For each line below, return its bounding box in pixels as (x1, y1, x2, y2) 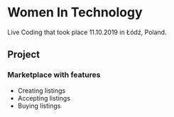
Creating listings (17, 86, 66, 95)
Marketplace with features (7, 70, 101, 80)
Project (7, 49, 40, 61)
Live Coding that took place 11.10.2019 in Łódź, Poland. (7, 28, 167, 36)
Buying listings (17, 101, 61, 110)
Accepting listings (17, 93, 71, 102)
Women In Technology (7, 4, 143, 21)
